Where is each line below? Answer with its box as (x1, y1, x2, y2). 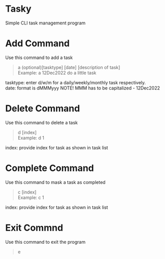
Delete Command (5, 103, 80, 114)
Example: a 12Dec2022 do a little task (17, 70, 96, 76)
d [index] (17, 129, 37, 135)
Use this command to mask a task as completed (5, 179, 106, 185)
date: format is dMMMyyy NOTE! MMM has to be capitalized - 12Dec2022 (5, 85, 160, 91)
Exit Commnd (5, 222, 63, 234)
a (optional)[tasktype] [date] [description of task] (17, 64, 120, 70)
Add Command (5, 38, 70, 49)
